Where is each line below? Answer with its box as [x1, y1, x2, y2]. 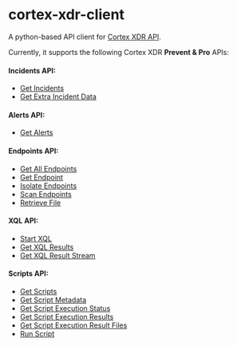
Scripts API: [8, 269, 49, 278]
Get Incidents [19, 84, 65, 93]
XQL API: [8, 216, 38, 226]
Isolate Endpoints [19, 181, 77, 191]
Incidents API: [8, 65, 56, 75]
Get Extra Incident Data [19, 92, 97, 101]
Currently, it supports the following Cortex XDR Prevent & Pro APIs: [8, 47, 230, 57]
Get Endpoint [19, 172, 64, 182]
